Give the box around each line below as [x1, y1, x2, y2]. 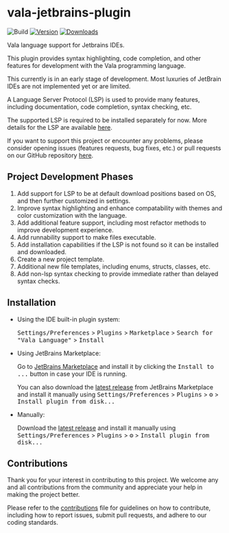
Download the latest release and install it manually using [16, 424, 176, 432]
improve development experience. [16, 225, 114, 234]
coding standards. [7, 519, 58, 527]
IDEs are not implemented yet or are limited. [7, 82, 131, 90]
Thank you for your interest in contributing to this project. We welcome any [7, 476, 219, 484]
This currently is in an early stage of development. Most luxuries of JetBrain [7, 74, 221, 83]
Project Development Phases [7, 171, 134, 183]
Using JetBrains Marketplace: [16, 349, 101, 357]
